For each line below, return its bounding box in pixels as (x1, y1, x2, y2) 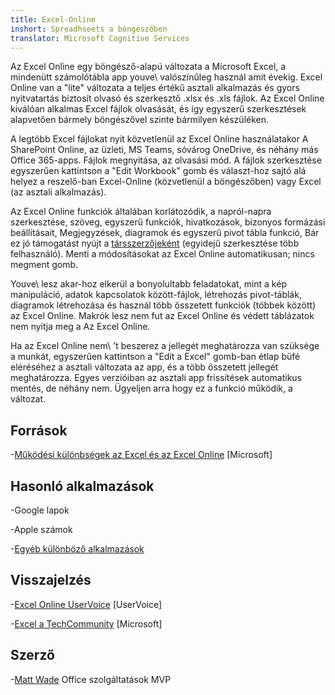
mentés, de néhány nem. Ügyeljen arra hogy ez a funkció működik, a (10, 382, 293, 395)
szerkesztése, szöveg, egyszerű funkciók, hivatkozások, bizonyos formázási (10, 216, 326, 228)
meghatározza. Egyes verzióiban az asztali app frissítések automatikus (10, 372, 303, 384)
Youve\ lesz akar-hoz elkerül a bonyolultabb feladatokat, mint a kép (10, 278, 287, 290)
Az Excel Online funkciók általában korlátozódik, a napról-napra (10, 206, 272, 218)
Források (10, 422, 68, 439)
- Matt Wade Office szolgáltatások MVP (10, 673, 172, 685)
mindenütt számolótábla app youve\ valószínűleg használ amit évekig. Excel (10, 71, 323, 83)
